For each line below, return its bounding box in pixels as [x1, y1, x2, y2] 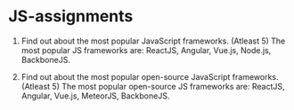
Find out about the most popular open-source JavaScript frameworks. [20, 71, 279, 82]
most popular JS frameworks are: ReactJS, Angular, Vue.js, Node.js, [20, 44, 272, 55]
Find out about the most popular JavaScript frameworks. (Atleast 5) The [20, 35, 286, 46]
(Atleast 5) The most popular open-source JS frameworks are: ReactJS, [20, 81, 286, 91]
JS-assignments [8, 6, 134, 27]
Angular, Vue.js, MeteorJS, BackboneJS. [20, 90, 170, 101]
